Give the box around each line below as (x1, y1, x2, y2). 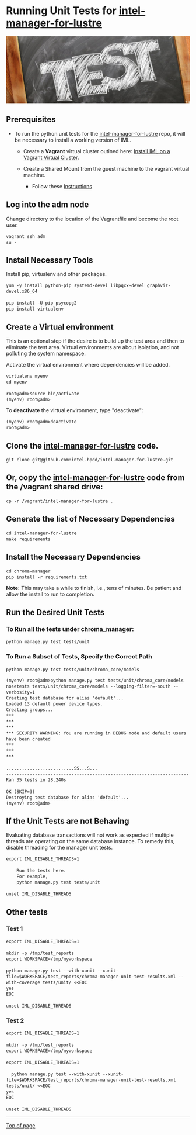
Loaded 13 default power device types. (6, 701, 103, 707)
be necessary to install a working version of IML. (14, 136, 132, 143)
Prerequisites (6, 115, 56, 125)
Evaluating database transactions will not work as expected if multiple (6, 832, 174, 839)
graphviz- (146, 282, 171, 289)
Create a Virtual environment (6, 322, 114, 332)
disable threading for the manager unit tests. (6, 844, 113, 851)
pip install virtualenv (6, 306, 64, 312)
